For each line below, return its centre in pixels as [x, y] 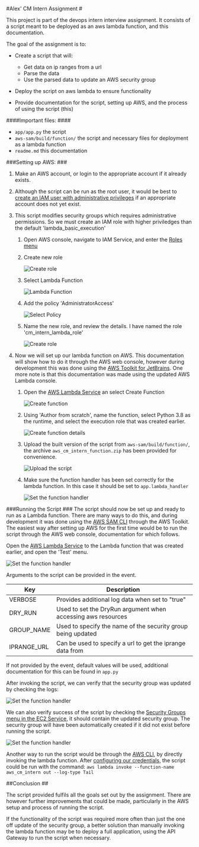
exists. [23, 180]
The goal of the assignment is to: [46, 44]
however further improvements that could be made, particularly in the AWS [98, 801]
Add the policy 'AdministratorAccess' [69, 303]
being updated [76, 633]
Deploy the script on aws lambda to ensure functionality [83, 91]
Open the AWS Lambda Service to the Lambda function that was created [95, 546]
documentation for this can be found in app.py [62, 671]
